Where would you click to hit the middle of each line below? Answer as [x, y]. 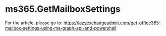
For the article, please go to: [34, 23]
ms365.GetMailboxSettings [63, 9]
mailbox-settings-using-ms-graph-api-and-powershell [61, 28]
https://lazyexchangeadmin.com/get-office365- [112, 23]
